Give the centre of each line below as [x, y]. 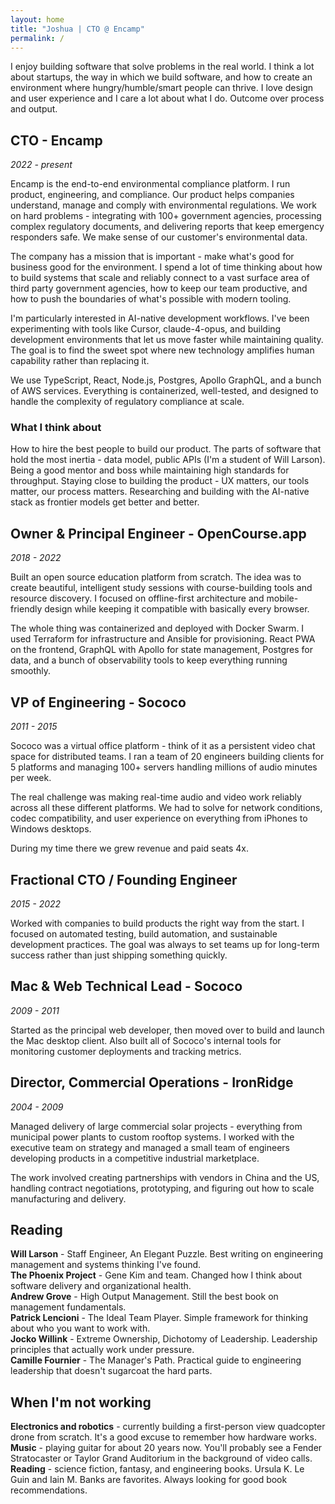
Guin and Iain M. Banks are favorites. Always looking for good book [149, 1480]
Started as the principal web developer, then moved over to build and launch [167, 1030]
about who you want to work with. [80, 1328]
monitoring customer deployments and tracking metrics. [126, 1051]
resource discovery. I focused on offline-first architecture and [137, 598]
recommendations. [49, 1490]
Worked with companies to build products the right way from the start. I [157, 923]
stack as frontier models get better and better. [105, 502]
